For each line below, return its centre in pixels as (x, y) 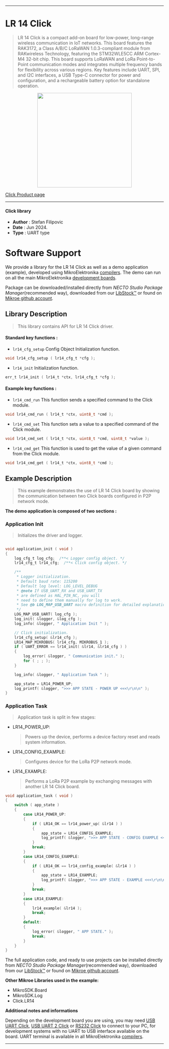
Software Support (43, 253)
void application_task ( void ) (39, 796)
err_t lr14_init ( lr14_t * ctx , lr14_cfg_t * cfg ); (60, 377)
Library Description (36, 314)
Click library (18, 211)
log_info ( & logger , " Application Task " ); (62, 675)
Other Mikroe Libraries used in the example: (52, 980)
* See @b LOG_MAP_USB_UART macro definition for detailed (78, 605)
